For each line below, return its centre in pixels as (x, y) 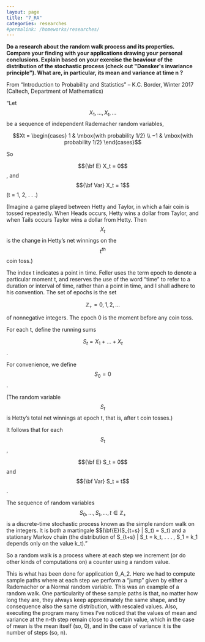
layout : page (23, 12)
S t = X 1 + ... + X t (103, 343)
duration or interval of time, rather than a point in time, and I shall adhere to (101, 286)
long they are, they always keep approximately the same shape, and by (96, 600)
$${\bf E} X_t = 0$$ (103, 166)
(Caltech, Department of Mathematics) (55, 91)
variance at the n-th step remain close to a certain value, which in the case (100, 620)
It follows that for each (35, 429)
